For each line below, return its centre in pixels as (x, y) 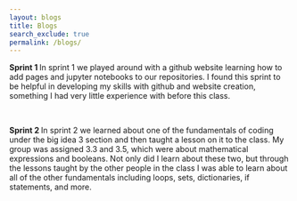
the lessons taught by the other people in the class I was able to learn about (148, 168)
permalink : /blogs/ (45, 42)
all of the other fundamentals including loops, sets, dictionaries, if (129, 178)
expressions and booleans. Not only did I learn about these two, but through (149, 159)
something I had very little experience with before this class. (120, 96)
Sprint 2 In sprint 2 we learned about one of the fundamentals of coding (141, 131)
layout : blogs (36, 17)
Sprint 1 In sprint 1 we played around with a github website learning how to (146, 68)
